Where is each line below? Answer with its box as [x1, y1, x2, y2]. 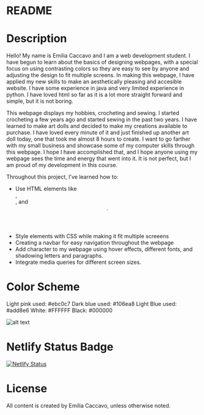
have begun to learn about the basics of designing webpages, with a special [6, 59, 199, 66]
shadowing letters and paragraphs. [15, 252, 104, 260]
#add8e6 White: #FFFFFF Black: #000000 [6, 307, 113, 314]
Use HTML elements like [15, 185, 78, 193]
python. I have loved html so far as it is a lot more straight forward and [6, 91, 183, 99]
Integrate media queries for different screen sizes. [15, 258, 142, 266]
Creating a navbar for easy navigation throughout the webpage [15, 239, 174, 247]
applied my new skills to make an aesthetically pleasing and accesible [6, 78, 182, 86]
